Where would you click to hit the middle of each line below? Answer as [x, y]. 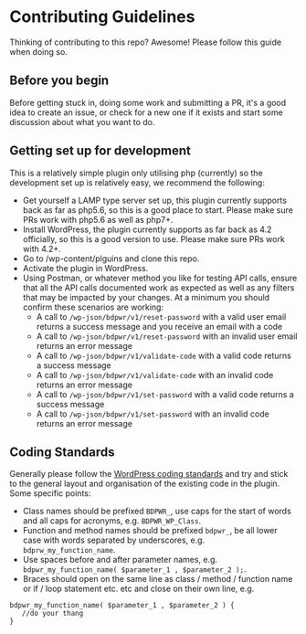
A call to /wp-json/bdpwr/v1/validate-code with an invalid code [155, 375]
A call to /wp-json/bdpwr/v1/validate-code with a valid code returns [164, 355]
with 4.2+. [42, 248]
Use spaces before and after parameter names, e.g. [120, 560]
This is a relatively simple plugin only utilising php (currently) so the [136, 173]
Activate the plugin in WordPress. [85, 268]
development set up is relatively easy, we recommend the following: [137, 182]
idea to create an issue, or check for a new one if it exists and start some [146, 112]
